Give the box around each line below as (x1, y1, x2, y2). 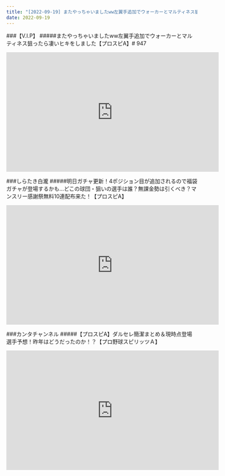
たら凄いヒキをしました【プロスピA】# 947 (38, 39, 147, 47)
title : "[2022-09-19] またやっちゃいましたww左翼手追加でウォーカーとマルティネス (6, 8, 195, 15)
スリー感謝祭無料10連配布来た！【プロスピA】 (11, 192, 127, 200)
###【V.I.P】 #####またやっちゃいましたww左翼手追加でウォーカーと (6, 32, 182, 39)
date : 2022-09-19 (6, 15, 50, 21)
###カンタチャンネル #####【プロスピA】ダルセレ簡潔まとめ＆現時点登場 (6, 330, 193, 338)
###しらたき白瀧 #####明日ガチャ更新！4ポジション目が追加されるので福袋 (6, 177, 198, 185)
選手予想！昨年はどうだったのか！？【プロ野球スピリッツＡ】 (6, 338, 161, 345)
